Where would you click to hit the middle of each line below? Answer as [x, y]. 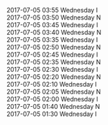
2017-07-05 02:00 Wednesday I [52, 99]
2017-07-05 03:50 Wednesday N [54, 17]
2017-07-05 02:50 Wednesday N [54, 47]
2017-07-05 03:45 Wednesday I [52, 25]
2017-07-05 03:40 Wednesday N [54, 32]
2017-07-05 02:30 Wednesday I [52, 69]
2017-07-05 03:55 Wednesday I [52, 10]
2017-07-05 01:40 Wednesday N [53, 106]
